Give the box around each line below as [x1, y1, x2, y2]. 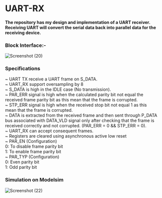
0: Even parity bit [5, 159, 40, 165]
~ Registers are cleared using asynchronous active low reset [5, 133, 127, 139]
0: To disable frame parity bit [5, 143, 63, 149]
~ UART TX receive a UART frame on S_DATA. [5, 76, 98, 82]
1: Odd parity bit [5, 164, 38, 170]
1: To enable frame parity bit [5, 149, 61, 155]
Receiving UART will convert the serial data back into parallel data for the [5, 24, 156, 30]
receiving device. [5, 30, 41, 36]
